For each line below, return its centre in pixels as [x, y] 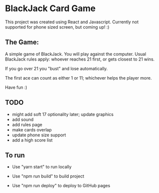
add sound [23, 119]
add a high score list [32, 140]
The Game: [22, 42]
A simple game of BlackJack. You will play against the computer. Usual [76, 54]
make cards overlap [32, 129]
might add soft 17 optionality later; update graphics [63, 114]
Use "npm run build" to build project [48, 176]
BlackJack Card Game [50, 8]
